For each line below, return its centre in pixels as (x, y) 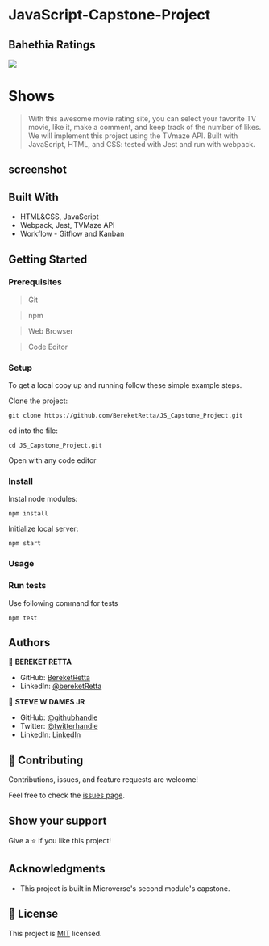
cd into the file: (33, 431)
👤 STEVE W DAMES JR (47, 702)
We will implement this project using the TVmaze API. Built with (133, 136)
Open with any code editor (52, 460)
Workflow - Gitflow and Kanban (72, 234)
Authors (29, 643)
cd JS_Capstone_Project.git (56, 446)
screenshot (37, 170)
